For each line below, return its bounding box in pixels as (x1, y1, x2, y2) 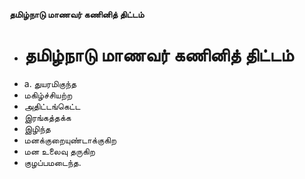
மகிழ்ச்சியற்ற (23, 89, 73, 101)
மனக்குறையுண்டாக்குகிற (23, 134, 117, 146)
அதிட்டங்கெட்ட (23, 100, 81, 112)
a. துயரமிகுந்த (23, 77, 77, 89)
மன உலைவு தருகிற (23, 145, 96, 157)
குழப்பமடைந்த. (23, 156, 82, 168)
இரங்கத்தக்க (23, 111, 72, 123)
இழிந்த (23, 122, 51, 134)
